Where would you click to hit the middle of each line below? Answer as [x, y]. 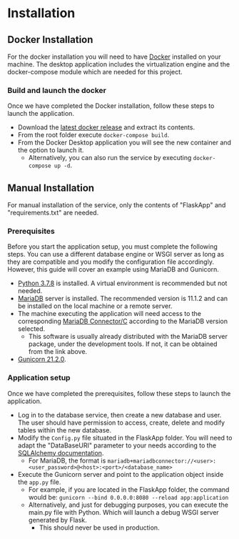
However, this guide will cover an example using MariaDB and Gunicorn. [113, 269]
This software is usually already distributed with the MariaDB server [128, 337]
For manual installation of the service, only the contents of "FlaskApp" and [117, 205]
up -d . [63, 165]
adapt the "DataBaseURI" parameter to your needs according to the [117, 445]
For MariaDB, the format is [67, 460]
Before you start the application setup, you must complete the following [112, 247]
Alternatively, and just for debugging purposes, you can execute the [128, 505]
